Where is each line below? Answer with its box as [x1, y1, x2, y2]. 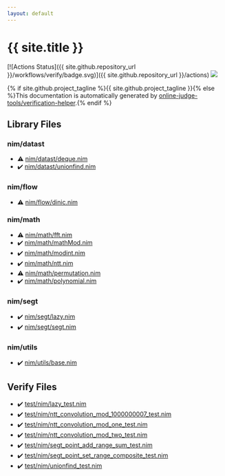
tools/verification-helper [7, 98, 76, 107]
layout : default [7, 10, 54, 17]
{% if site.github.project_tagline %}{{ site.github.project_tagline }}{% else [7, 84, 215, 92]
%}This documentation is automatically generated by [7, 91, 158, 100]
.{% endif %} [75, 98, 112, 107]
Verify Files [7, 381, 57, 393]
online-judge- [158, 91, 198, 100]
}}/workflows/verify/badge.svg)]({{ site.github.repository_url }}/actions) [7, 70, 210, 79]
